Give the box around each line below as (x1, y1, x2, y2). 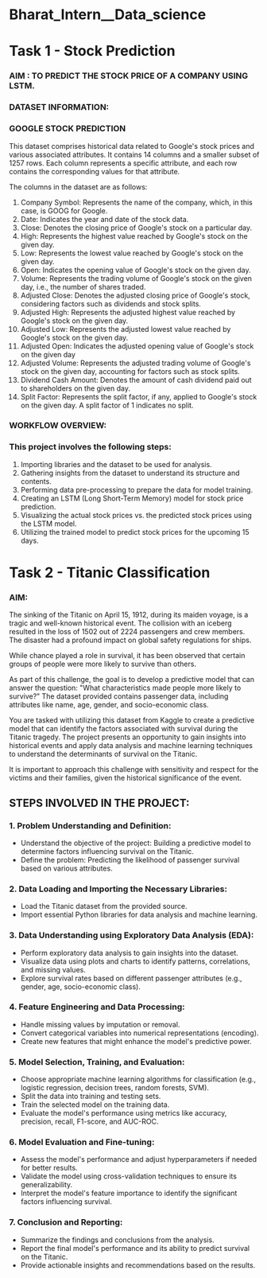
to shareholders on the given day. (20, 384, 130, 393)
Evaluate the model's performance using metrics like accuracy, (20, 1109, 227, 1118)
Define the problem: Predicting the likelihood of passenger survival (20, 855, 240, 864)
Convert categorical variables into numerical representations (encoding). (20, 1028, 259, 1038)
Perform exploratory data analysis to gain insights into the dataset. (20, 948, 238, 957)
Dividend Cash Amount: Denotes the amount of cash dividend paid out (20, 375, 253, 384)
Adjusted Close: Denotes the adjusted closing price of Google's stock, (20, 290, 251, 300)
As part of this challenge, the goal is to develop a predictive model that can (9, 675, 255, 684)
